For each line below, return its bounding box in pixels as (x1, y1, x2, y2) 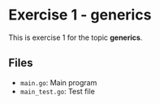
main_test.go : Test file (19, 86, 95, 96)
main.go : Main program (19, 77, 97, 87)
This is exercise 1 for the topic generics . (8, 32, 143, 42)
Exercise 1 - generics (8, 6, 152, 24)
